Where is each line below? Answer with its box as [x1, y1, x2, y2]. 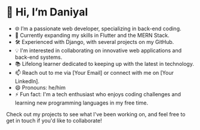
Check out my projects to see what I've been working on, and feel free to [6, 110, 186, 118]
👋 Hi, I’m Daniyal [6, 5, 88, 19]
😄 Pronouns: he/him [14, 84, 66, 91]
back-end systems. [14, 53, 63, 61]
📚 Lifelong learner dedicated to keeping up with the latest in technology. [14, 60, 194, 67]
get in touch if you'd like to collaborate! [6, 117, 103, 124]
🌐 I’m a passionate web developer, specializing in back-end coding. [14, 25, 181, 32]
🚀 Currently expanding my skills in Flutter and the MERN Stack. [14, 31, 170, 39]
